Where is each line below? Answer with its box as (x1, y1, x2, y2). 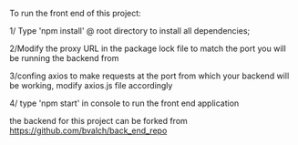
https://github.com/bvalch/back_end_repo (9, 125, 168, 136)
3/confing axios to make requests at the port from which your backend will (9, 70, 290, 81)
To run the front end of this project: (9, 8, 141, 18)
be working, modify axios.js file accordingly (9, 80, 173, 90)
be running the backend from (9, 53, 119, 63)
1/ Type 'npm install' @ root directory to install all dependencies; (9, 26, 251, 36)
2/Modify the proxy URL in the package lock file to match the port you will (9, 43, 287, 54)
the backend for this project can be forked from (9, 116, 189, 126)
